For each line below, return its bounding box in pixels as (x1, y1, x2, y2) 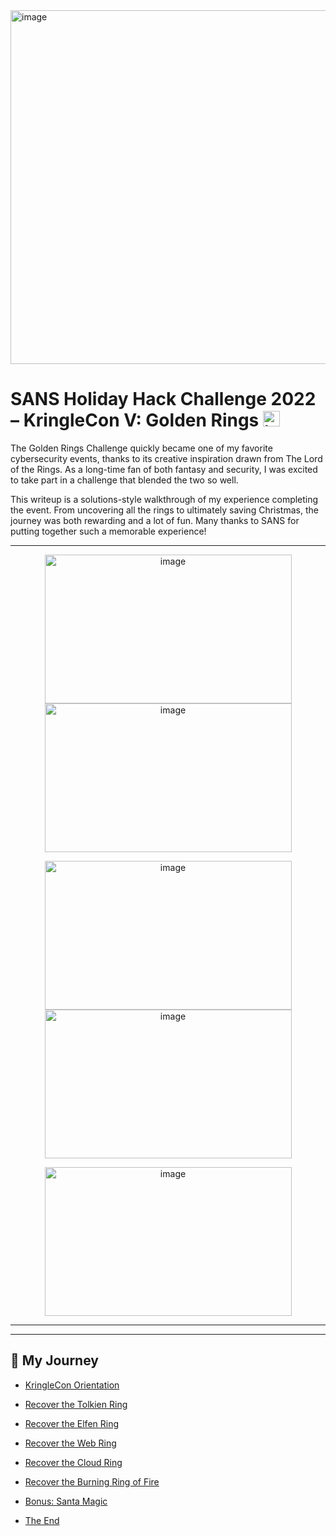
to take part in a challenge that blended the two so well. (10, 474, 239, 486)
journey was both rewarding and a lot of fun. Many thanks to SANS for (10, 514, 300, 526)
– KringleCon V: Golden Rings (10, 409, 260, 432)
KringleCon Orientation (24, 1379, 120, 1391)
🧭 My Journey (10, 1352, 99, 1369)
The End (24, 1514, 60, 1526)
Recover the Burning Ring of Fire (24, 1475, 160, 1488)
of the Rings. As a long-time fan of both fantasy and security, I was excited (10, 463, 318, 475)
